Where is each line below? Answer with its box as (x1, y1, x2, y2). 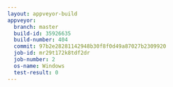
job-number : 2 (13, 56, 55, 63)
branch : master (13, 23, 59, 30)
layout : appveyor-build (7, 10, 78, 18)
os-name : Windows (13, 62, 65, 69)
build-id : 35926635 (13, 29, 72, 37)
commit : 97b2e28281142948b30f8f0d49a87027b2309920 (13, 43, 167, 50)
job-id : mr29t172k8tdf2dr (13, 50, 91, 57)
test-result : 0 (13, 69, 59, 76)
